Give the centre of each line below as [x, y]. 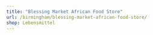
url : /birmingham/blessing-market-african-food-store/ [77, 17]
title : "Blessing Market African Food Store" [64, 12]
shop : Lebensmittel [31, 23]
